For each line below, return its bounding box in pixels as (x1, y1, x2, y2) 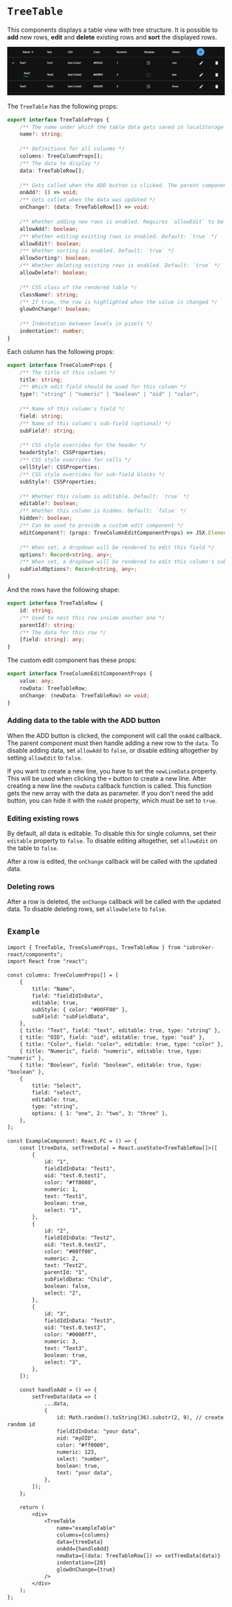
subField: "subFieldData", (32, 1013, 110, 1020)
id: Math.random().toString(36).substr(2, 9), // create (56, 1414, 224, 1421)
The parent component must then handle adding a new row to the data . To (7, 739, 219, 747)
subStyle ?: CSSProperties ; (19, 478, 97, 485)
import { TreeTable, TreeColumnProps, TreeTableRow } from (7, 944, 181, 951)
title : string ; (19, 376, 64, 383)
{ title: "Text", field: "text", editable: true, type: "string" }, (19, 1027, 221, 1034)
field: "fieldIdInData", (32, 993, 104, 999)
